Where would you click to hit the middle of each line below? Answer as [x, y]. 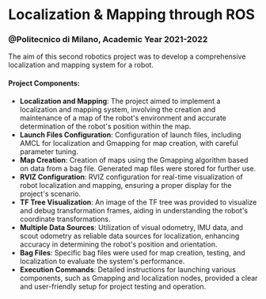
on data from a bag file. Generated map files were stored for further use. [138, 168]
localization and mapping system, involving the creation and [118, 109]
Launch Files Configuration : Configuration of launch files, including [130, 134]
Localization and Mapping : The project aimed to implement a [120, 101]
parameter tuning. [49, 151]
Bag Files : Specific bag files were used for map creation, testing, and [132, 252]
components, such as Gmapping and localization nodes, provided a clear [139, 278]
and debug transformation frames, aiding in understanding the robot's [133, 210]
